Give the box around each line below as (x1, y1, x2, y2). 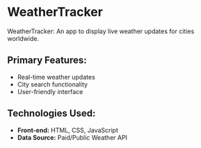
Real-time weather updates (17, 73, 95, 81)
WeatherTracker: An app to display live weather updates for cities (7, 27, 195, 35)
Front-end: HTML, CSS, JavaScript (17, 126, 118, 134)
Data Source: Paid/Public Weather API (17, 133, 127, 142)
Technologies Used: (7, 108, 96, 120)
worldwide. (7, 34, 40, 42)
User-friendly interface (17, 87, 83, 95)
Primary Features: (7, 55, 87, 66)
